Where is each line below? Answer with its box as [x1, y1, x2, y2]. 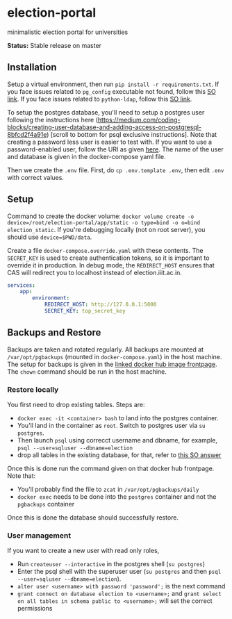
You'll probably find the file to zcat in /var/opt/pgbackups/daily [17, 485, 199, 494]
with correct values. [7, 173, 65, 181]
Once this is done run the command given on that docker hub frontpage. [7, 464, 215, 473]
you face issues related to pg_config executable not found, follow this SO [7, 87, 217, 95]
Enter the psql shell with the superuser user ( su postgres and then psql [17, 568, 222, 576]
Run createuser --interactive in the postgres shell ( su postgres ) [17, 560, 206, 568]
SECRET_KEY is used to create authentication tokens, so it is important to [7, 254, 210, 262]
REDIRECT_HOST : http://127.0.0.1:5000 [44, 301, 157, 308]
